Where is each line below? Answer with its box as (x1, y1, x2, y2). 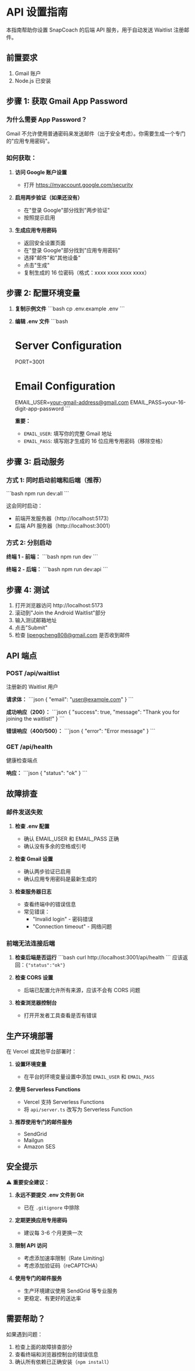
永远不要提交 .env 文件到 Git (14, 1191, 84, 1199)
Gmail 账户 (14, 70, 42, 77)
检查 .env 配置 (14, 822, 50, 830)
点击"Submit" (14, 624, 48, 631)
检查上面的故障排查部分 (14, 1343, 73, 1350)
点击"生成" (23, 261, 50, 268)
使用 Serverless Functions (14, 1086, 81, 1093)
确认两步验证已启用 (23, 868, 71, 875)
